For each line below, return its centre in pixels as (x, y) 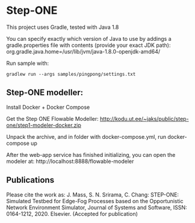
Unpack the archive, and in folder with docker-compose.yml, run (86, 136)
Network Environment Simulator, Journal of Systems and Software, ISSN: (97, 207)
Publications (30, 180)
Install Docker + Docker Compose (48, 107)
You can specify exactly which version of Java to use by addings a (89, 38)
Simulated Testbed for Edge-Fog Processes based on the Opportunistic (95, 201)
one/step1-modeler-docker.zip (44, 125)
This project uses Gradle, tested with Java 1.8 (63, 27)
